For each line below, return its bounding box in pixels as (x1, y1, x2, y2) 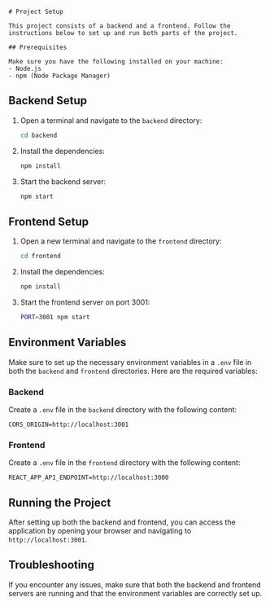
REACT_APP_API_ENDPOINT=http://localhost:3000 (8, 473, 169, 482)
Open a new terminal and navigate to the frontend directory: (20, 236, 222, 246)
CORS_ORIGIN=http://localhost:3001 (8, 420, 129, 428)
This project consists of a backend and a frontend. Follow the (8, 22, 231, 30)
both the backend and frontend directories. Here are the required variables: (8, 366, 258, 375)
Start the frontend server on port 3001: (20, 297, 150, 307)
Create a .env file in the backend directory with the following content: (8, 404, 237, 415)
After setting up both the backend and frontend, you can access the (8, 517, 236, 527)
